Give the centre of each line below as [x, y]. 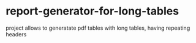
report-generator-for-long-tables [92, 11]
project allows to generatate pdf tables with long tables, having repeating [98, 28]
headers [16, 34]
